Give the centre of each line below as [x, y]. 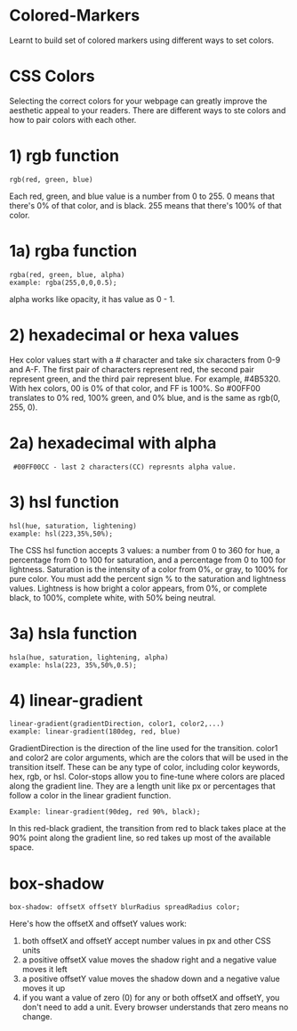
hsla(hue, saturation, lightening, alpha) [89, 657]
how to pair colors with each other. [73, 119]
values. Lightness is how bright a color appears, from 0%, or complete [138, 588]
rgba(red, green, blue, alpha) [67, 274]
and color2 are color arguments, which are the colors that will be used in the [149, 757]
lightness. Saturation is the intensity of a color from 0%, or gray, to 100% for [149, 569]
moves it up [44, 988]
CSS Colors [52, 76]
